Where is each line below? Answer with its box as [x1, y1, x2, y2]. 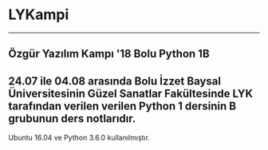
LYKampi [8, 6, 69, 24]
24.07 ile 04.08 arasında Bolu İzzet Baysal [8, 74, 222, 88]
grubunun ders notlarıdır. [8, 112, 136, 125]
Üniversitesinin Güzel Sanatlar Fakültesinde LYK [8, 86, 254, 101]
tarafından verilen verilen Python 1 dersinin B [8, 99, 237, 112]
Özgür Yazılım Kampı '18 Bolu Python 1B [8, 47, 210, 61]
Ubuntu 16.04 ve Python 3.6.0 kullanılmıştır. [8, 133, 150, 143]
